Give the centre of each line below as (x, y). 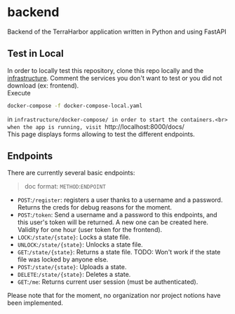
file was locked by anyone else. (63, 259)
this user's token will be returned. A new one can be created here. (113, 222)
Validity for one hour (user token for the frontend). (90, 230)
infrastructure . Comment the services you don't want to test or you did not (115, 78)
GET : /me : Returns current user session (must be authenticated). (108, 282)
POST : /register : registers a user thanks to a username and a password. (120, 200)
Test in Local (36, 54)
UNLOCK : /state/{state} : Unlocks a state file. (80, 245)
